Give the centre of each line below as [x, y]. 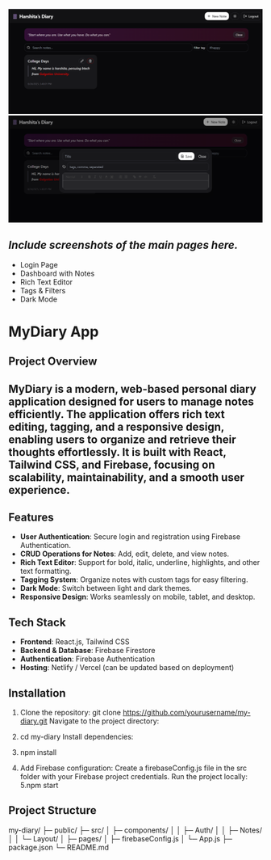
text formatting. [46, 571]
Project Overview [53, 362]
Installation [37, 693]
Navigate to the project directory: [104, 721]
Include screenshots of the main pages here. [123, 245]
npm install [38, 752]
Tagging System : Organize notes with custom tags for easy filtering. [134, 580]
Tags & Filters [43, 290]
